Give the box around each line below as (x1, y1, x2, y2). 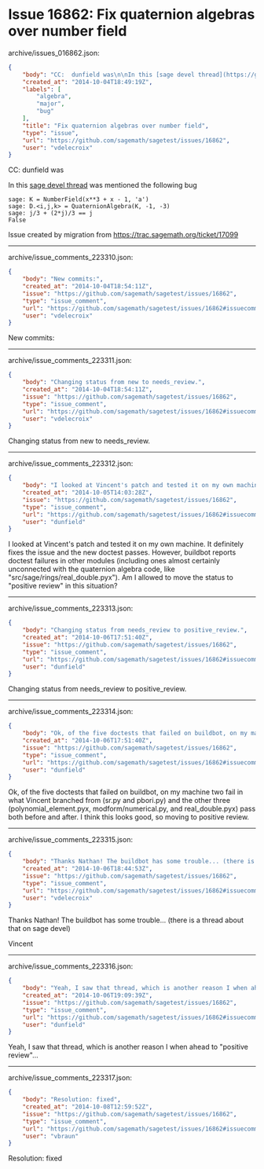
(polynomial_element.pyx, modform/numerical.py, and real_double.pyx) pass (8, 804, 256, 814)
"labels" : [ (22, 85, 61, 93)
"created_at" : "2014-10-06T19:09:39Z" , (22, 991, 153, 999)
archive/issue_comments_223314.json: (8, 707, 134, 716)
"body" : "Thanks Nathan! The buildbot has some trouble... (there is (22, 858, 255, 866)
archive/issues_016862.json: (8, 48, 100, 57)
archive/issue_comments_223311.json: (8, 356, 132, 365)
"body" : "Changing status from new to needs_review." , (22, 379, 206, 387)
